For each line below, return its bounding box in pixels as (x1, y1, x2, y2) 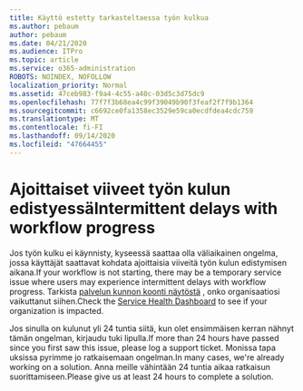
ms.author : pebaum (9, 22, 79, 31)
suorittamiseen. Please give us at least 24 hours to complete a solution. (9, 371, 274, 382)
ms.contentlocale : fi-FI (9, 123, 103, 132)
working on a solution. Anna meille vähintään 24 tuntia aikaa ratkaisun (9, 361, 270, 372)
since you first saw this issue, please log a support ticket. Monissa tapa (9, 342, 277, 353)
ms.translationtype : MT (9, 114, 100, 123)
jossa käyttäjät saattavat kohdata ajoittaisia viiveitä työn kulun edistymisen (9, 257, 288, 268)
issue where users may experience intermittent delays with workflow (9, 276, 267, 287)
